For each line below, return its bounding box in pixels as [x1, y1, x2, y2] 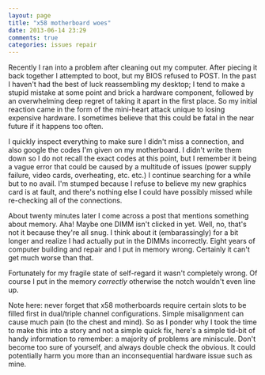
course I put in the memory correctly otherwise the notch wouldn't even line [8, 277, 256, 286]
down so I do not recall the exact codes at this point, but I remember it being [8, 153, 257, 163]
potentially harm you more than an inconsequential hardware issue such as [8, 351, 253, 361]
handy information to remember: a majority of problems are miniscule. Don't [8, 334, 256, 344]
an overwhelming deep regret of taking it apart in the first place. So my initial [8, 97, 258, 106]
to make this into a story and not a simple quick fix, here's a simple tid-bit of [8, 326, 256, 335]
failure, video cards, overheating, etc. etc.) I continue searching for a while [8, 171, 252, 180]
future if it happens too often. [8, 122, 104, 131]
